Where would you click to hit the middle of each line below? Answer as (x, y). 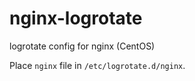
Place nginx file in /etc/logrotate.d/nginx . (97, 65)
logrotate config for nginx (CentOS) (82, 46)
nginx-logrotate (76, 18)
